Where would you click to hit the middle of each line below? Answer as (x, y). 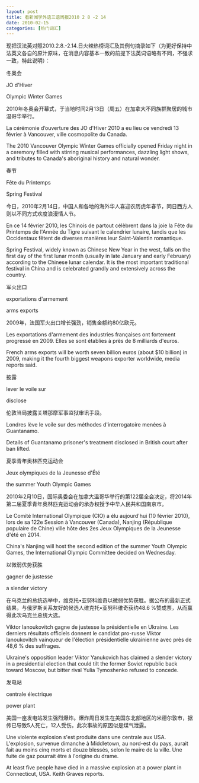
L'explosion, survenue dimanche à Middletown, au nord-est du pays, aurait (97, 744)
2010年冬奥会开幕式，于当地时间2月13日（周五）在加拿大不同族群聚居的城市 (99, 109)
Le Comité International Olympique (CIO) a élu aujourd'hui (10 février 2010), (98, 516)
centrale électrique (29, 694)
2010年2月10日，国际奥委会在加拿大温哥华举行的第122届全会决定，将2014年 (99, 496)
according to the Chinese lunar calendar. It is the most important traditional (97, 262)
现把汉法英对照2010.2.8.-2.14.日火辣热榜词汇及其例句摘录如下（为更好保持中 (99, 46)
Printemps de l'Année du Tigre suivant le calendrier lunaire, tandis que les (96, 232)
